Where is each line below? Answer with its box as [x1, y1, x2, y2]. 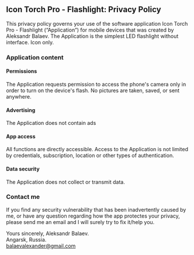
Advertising [6, 106, 36, 113]
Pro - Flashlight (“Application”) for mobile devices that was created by [6, 26, 174, 33]
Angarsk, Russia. [6, 236, 47, 243]
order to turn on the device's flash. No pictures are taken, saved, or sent [6, 87, 180, 94]
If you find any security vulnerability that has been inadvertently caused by [6, 206, 186, 213]
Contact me [6, 193, 40, 201]
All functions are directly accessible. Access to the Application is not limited [6, 146, 189, 153]
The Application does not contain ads [6, 120, 96, 127]
